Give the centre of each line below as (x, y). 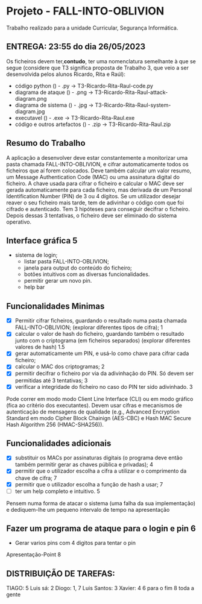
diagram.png (31, 98)
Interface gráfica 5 (42, 240)
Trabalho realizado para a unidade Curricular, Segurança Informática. (92, 28)
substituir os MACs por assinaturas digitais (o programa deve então (99, 458)
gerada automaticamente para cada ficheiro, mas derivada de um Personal (99, 190)
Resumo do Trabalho (46, 143)
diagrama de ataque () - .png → (54, 92)
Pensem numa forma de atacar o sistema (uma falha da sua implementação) (101, 503)
